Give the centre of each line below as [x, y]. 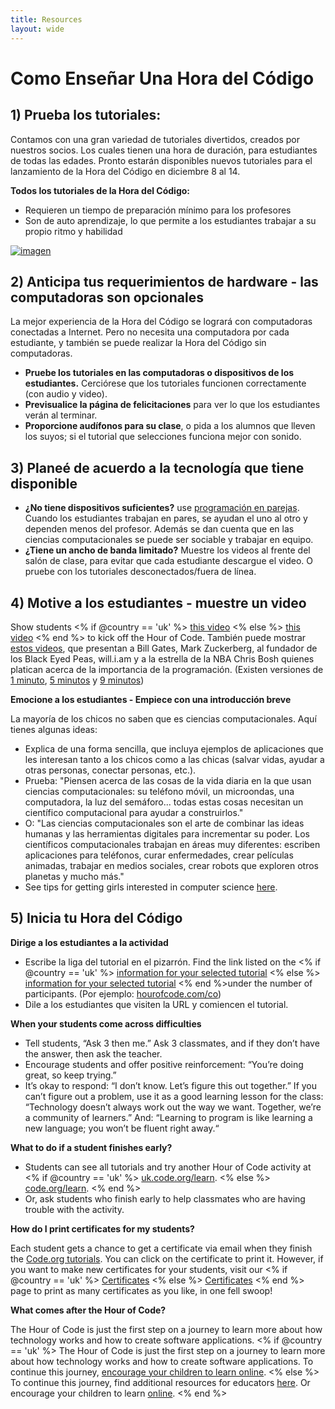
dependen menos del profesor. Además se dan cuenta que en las [159, 529]
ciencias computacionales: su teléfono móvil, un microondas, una [159, 791]
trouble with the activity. [74, 1209]
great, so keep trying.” [70, 1075]
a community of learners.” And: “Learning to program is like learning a [168, 1117]
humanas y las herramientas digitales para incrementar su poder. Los [167, 833]
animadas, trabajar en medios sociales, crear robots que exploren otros [171, 865]
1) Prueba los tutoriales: [86, 115]
